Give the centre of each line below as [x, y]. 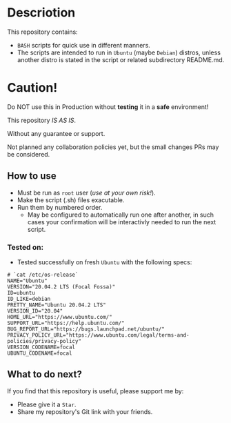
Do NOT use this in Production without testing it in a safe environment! [108, 107]
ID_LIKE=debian [29, 299]
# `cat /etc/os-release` [43, 275]
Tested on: [25, 247]
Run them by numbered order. [60, 207]
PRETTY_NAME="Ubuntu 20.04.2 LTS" [57, 305]
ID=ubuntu [21, 293]
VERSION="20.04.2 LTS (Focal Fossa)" [61, 287]
